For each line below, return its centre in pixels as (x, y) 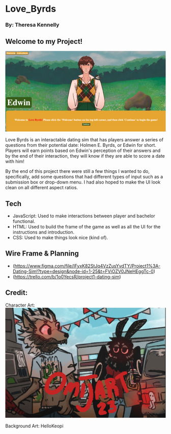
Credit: (17, 293)
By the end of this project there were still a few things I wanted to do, (78, 171)
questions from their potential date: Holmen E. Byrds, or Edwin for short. (81, 145)
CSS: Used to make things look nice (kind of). (60, 237)
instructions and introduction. (44, 232)
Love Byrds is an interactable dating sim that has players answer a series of (84, 140)
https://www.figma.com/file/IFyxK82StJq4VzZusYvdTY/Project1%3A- (88, 266)
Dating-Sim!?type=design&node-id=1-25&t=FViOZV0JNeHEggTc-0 (83, 271)
